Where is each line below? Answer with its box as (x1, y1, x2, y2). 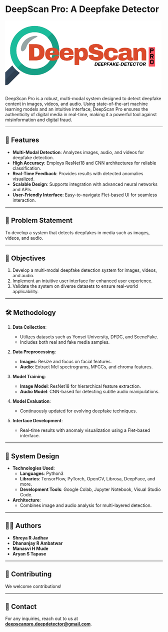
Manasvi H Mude (12, 545, 48, 551)
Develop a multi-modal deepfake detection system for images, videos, (12, 267, 157, 273)
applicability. (12, 289, 39, 295)
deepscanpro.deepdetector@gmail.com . (5, 621, 92, 627)
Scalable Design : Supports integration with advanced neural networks (12, 181, 158, 187)
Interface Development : (12, 418, 63, 424)
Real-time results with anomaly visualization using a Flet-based (19, 427, 150, 433)
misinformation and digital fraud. (5, 117, 72, 123)
